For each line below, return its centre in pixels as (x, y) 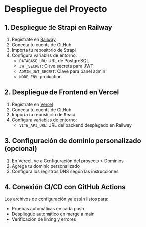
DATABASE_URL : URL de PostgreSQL (54, 60)
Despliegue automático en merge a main (53, 214)
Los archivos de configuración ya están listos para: (57, 199)
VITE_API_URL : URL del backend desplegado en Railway (75, 125)
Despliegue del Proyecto (56, 9)
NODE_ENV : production (41, 76)
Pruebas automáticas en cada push (48, 209)
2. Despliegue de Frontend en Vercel (62, 92)
